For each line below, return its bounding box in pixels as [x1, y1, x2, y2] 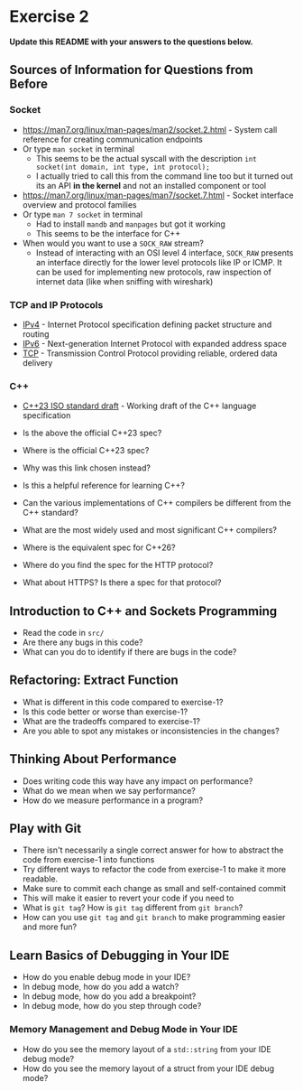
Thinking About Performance [9, 751, 178, 767]
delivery [22, 357, 53, 368]
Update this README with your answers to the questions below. [9, 36, 254, 47]
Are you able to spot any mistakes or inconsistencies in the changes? [22, 725, 280, 736]
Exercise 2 [9, 6, 89, 27]
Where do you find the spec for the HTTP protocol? [22, 560, 214, 571]
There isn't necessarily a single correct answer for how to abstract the [22, 844, 284, 855]
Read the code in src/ [22, 628, 105, 639]
